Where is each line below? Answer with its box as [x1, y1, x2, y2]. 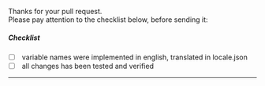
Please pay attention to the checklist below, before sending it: [8, 15, 208, 24]
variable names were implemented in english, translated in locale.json [21, 52, 248, 62]
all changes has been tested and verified [21, 62, 154, 71]
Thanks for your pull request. [8, 7, 103, 16]
